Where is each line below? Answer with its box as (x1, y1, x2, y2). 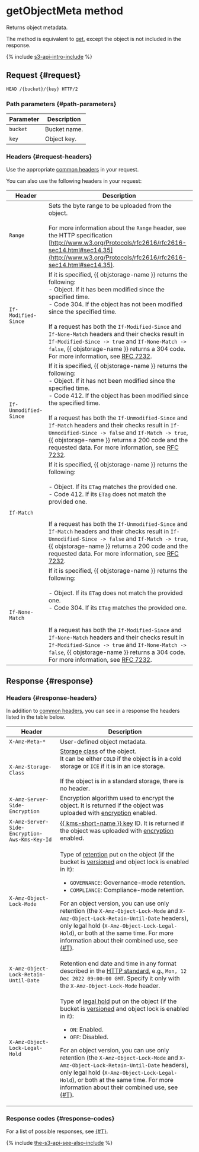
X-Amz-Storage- (9, 764, 52, 770)
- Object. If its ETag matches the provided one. (48, 483, 178, 491)
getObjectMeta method (6, 4, 123, 18)
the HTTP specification (48, 231, 113, 240)
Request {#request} (6, 70, 81, 81)
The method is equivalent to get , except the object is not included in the (6, 35, 182, 42)
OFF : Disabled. (70, 1033, 108, 1041)
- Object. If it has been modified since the (48, 285, 165, 294)
